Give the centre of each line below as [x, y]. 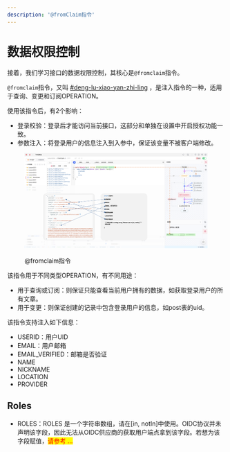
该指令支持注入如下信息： [44, 322]
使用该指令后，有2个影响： [46, 110]
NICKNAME [33, 370]
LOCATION [32, 377]
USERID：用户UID [42, 337]
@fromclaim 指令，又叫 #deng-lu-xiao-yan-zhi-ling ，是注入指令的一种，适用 [115, 87]
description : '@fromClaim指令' [51, 15]
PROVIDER [32, 384]
